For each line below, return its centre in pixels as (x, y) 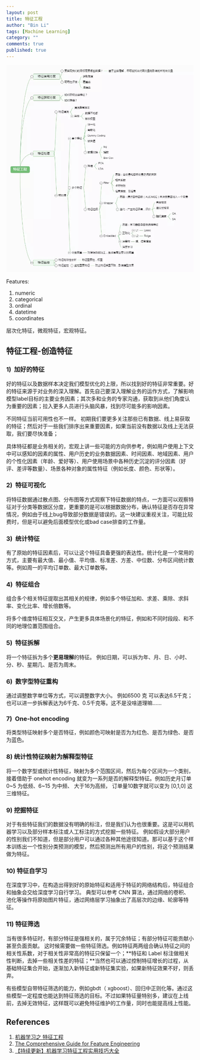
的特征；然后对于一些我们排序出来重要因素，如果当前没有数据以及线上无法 (97, 426)
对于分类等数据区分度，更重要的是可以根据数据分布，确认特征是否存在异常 (102, 506)
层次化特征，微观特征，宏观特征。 (48, 330)
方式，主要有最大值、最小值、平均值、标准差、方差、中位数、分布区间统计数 (100, 560)
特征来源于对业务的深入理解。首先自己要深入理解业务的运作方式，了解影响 (102, 391)
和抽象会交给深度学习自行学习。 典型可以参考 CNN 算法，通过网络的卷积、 (98, 892)
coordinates (29, 318)
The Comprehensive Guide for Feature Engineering (77, 1044)
